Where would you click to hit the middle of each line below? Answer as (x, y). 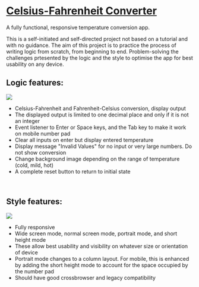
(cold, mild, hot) (34, 165)
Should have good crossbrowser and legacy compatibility (85, 277)
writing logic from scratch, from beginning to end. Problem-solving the (93, 51)
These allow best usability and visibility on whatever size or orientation (101, 246)
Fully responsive (35, 227)
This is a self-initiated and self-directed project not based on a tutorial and (97, 39)
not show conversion (40, 152)
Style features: (34, 202)
